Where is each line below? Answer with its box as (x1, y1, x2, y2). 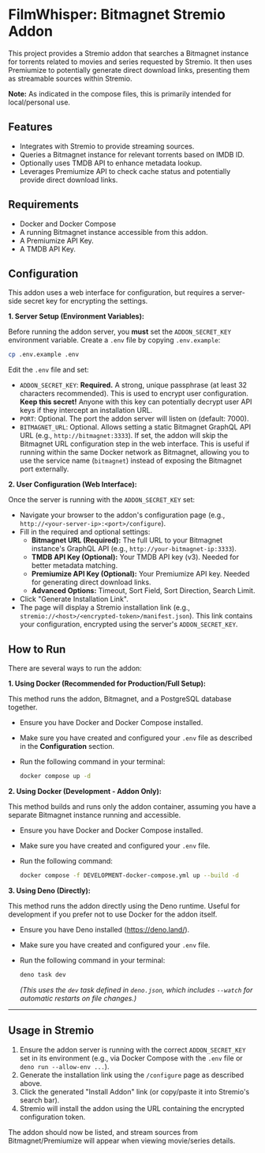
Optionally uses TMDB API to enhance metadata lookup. (19, 158, 203, 168)
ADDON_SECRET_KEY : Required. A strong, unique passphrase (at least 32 (19, 380, 247, 390)
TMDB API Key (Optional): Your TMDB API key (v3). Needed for (31, 552, 239, 562)
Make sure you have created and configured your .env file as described (19, 733, 252, 743)
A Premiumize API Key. (19, 236, 95, 245)
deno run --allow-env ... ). (19, 1061, 110, 1071)
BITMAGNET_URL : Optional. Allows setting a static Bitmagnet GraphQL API (19, 422, 251, 432)
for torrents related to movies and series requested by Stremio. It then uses (8, 57, 252, 66)
